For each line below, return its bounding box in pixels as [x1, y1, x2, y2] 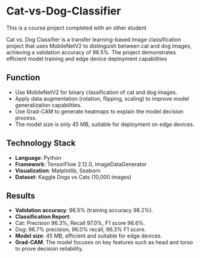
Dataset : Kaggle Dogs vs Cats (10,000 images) [14, 173, 132, 180]
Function [6, 72, 40, 83]
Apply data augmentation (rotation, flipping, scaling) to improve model [14, 95, 189, 102]
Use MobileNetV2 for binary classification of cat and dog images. [14, 89, 178, 96]
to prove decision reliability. [14, 245, 84, 253]
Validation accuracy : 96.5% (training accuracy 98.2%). [14, 207, 154, 214]
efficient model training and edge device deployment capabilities [6, 55, 167, 62]
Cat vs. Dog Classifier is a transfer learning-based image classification [6, 36, 181, 43]
